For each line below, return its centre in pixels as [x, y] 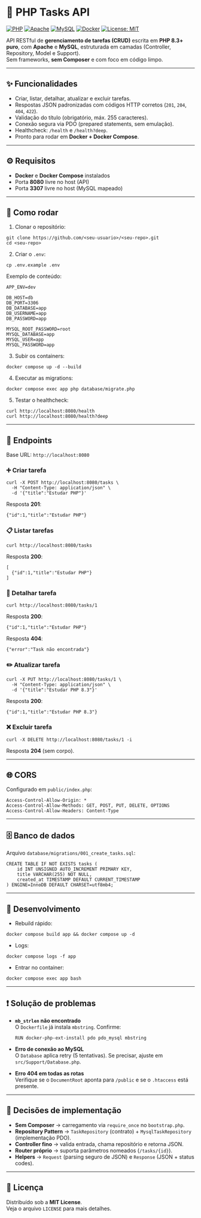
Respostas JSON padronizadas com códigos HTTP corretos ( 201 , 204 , [101, 105]
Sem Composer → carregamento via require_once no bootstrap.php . [100, 1125]
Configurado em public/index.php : [49, 789]
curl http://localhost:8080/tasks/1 [52, 605]
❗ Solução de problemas [51, 1003]
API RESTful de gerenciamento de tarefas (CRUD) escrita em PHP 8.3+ [95, 40]
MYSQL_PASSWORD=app [31, 345]
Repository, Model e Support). [43, 53]
